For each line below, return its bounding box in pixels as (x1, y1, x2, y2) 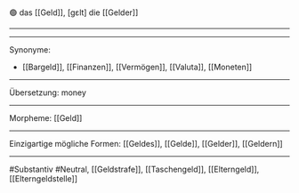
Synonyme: (9, 44, 51, 55)
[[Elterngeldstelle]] (9, 173, 78, 184)
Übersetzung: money (9, 87, 87, 98)
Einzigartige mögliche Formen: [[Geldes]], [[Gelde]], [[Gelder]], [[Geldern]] (9, 139, 283, 149)
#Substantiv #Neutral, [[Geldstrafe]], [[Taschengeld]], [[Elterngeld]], (9, 164, 260, 174)
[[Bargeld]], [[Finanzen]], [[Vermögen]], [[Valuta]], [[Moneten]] (21, 61, 253, 72)
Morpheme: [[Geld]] (9, 113, 83, 123)
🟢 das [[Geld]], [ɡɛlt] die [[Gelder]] (9, 7, 139, 18)
